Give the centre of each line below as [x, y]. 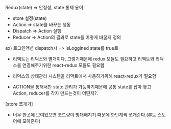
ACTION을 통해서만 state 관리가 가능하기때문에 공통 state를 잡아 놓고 [82, 87]
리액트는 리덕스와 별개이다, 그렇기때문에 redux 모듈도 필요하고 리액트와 [83, 59]
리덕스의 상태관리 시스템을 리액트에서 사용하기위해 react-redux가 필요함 [84, 76]
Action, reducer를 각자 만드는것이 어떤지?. [55, 93]
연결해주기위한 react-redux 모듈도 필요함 [63, 65]
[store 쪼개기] [19, 104]
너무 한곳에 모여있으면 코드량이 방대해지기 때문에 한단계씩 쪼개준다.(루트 [84, 115]
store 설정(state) [30, 18]
